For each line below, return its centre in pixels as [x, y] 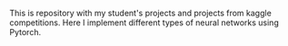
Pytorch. [25, 32]
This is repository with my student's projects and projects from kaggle [141, 13]
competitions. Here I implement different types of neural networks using [144, 23]
